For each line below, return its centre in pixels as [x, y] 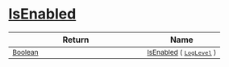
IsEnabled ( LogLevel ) [182, 52]
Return [76, 40]
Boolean [25, 52]
